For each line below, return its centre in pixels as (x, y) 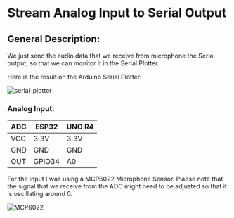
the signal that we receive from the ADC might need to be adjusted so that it (117, 186)
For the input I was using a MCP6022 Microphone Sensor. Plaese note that (115, 179)
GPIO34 (46, 162)
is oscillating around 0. (40, 194)
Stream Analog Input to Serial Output (117, 13)
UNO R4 (80, 127)
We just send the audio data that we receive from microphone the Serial (111, 56)
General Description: (54, 39)
